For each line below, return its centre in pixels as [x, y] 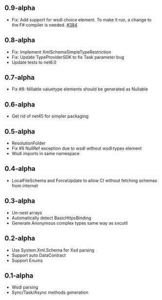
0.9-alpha [20, 8]
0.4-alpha [20, 169]
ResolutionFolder [28, 143]
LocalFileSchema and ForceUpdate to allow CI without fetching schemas [84, 180]
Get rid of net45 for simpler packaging [50, 116]
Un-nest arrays [27, 212]
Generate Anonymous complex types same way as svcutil [70, 223]
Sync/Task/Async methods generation [50, 292]
